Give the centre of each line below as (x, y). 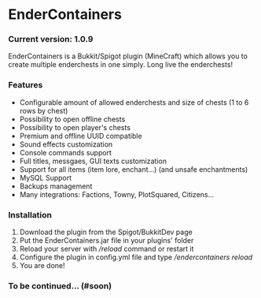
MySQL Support (46, 177)
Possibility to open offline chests (72, 119)
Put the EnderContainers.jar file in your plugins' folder (107, 240)
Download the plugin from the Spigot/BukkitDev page (106, 232)
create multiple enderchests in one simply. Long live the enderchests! (121, 65)
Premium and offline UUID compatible (81, 136)
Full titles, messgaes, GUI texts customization (93, 161)
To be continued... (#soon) (60, 286)
